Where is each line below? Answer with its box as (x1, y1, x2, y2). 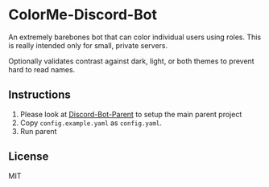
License (8, 150, 49, 164)
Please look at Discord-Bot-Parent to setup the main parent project (19, 109, 242, 119)
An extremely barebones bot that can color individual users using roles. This (8, 32, 262, 42)
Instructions (8, 88, 71, 102)
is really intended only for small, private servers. (8, 40, 168, 50)
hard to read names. (8, 64, 76, 74)
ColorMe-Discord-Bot (8, 6, 157, 24)
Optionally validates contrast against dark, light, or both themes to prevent (8, 56, 255, 66)
